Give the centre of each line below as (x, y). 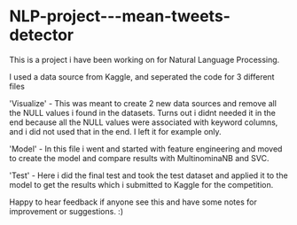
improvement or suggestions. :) (66, 211)
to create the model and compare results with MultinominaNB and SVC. (139, 158)
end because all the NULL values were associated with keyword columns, (144, 122)
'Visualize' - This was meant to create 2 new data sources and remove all (143, 103)
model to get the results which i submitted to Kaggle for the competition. (141, 184)
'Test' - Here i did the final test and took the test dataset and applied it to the (148, 175)
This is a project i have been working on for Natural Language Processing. (145, 59)
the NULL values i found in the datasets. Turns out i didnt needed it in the (143, 112)
